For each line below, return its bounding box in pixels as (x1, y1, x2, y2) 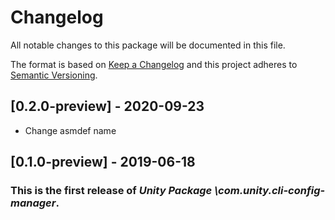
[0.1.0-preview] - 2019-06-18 (10, 154, 196, 171)
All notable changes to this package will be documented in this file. (10, 39, 286, 51)
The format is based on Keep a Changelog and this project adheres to (10, 58, 298, 70)
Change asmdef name (24, 124, 117, 136)
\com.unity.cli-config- (214, 184, 326, 198)
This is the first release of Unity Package (10, 184, 213, 198)
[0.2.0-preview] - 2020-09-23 (10, 98, 205, 115)
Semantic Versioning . (10, 69, 98, 81)
